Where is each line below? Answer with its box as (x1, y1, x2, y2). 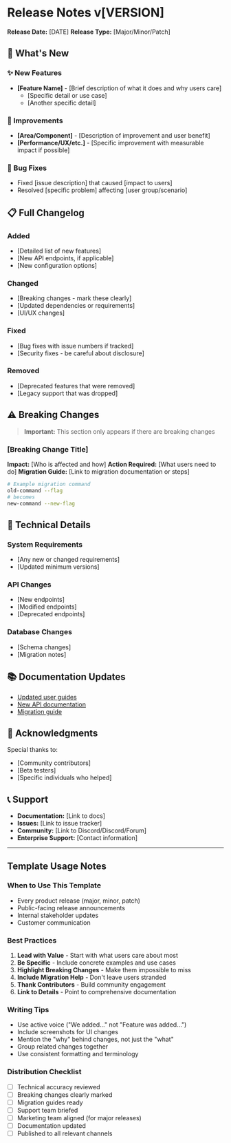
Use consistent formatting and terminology (16, 1050, 139, 1058)
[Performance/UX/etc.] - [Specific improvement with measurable (16, 138, 204, 147)
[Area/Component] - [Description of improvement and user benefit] (16, 131, 211, 139)
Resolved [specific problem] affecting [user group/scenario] (16, 186, 188, 194)
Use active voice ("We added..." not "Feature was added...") (16, 1020, 187, 1029)
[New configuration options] (16, 261, 98, 269)
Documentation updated (16, 1122, 86, 1130)
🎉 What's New (7, 48, 69, 59)
